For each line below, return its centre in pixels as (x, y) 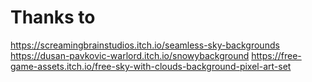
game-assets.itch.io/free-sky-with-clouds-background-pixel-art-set (151, 66)
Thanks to (53, 17)
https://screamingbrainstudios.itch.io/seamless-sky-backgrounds (145, 45)
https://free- (276, 55)
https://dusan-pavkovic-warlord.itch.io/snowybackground (130, 55)
